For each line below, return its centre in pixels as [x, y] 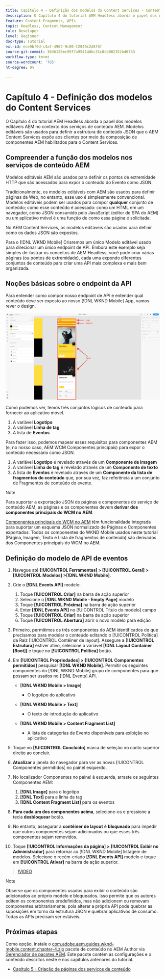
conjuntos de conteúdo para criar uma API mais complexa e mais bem [76, 263]
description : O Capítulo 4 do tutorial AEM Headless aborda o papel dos [81, 15]
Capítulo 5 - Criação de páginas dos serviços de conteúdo [72, 969]
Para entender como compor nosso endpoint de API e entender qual [74, 295]
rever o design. [21, 306]
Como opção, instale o [28, 944]
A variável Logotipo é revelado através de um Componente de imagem [85, 462]
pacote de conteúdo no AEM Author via [105, 949]
